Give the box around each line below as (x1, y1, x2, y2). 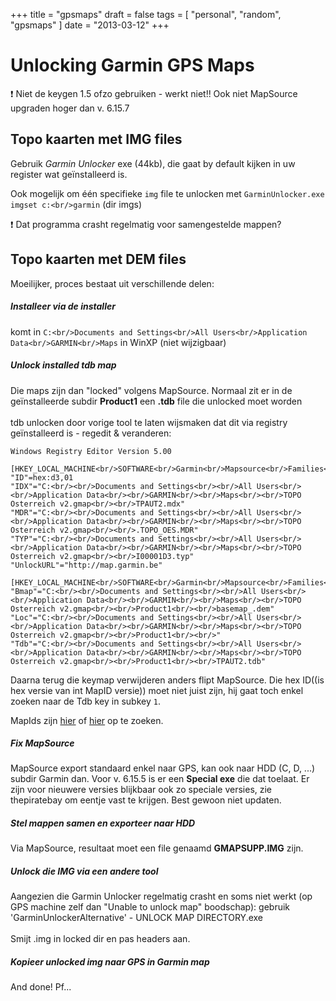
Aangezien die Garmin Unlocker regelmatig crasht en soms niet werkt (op (10, 890, 313, 903)
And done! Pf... (10, 981, 72, 993)
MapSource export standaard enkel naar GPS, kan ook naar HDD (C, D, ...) (10, 762, 316, 774)
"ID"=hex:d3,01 (10, 472, 74, 483)
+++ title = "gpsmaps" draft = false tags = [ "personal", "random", (10, 9, 282, 20)
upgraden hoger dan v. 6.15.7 (10, 102, 130, 114)
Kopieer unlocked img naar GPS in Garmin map (10, 956, 210, 968)
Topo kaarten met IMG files (10, 131, 183, 148)
